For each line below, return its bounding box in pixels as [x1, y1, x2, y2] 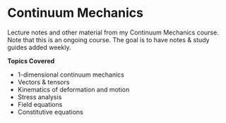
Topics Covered [7, 56, 55, 65]
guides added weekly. [7, 43, 71, 51]
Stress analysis [17, 93, 62, 101]
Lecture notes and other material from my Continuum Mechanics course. [7, 28, 219, 37]
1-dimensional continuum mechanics [17, 70, 125, 79]
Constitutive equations [17, 108, 83, 116]
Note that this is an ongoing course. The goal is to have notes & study [7, 35, 210, 44]
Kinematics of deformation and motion [17, 85, 130, 93]
